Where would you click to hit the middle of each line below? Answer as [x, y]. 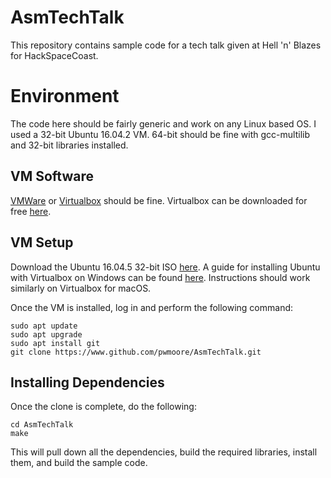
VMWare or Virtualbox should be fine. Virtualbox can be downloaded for [159, 200]
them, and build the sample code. [79, 463]
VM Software [52, 176]
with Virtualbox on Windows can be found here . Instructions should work [160, 277]
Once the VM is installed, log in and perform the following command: [152, 307]
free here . [31, 211]
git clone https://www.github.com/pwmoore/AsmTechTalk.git [136, 352]
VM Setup [42, 242]
